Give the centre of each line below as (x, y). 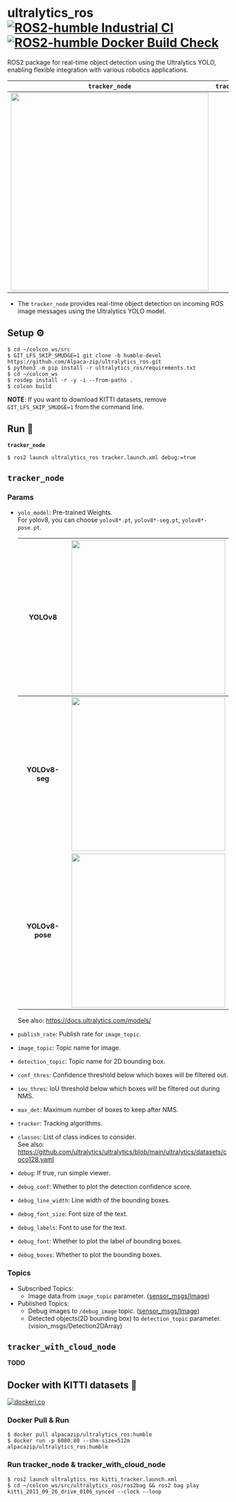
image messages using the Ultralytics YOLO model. (92, 311)
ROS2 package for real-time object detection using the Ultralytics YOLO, (112, 62)
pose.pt (28, 528)
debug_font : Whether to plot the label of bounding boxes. (100, 1241)
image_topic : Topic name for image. (69, 1048)
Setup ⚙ (26, 333)
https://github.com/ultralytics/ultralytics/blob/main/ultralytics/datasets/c (122, 1152)
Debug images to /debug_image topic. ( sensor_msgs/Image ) (114, 1311)
